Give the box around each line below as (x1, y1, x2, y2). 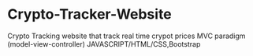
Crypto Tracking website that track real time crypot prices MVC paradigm (7, 31, 246, 40)
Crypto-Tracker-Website (7, 5, 173, 23)
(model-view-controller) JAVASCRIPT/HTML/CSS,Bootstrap (7, 39, 201, 48)
